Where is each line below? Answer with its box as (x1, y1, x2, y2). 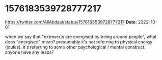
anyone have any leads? (5, 49, 54, 55)
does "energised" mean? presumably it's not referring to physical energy (5, 39, 153, 44)
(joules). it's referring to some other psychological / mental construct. (5, 44, 146, 50)
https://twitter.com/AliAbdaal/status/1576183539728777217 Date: (5, 19, 137, 25)
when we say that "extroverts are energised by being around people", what (5, 34, 157, 40)
